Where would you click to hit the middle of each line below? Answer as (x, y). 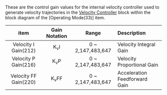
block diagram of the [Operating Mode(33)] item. (55, 18)
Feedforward (132, 79)
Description (131, 33)
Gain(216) (24, 65)
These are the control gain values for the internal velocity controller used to (82, 7)
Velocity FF (24, 76)
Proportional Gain (138, 65)
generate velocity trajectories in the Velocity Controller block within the (78, 12)
